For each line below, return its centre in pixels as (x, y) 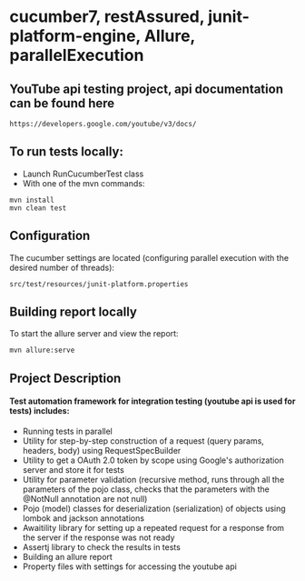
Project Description (65, 378)
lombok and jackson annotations (84, 518)
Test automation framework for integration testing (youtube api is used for (152, 401)
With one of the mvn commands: (84, 183)
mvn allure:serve (42, 351)
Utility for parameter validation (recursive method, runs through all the (153, 480)
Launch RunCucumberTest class (83, 174)
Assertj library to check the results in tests (102, 547)
